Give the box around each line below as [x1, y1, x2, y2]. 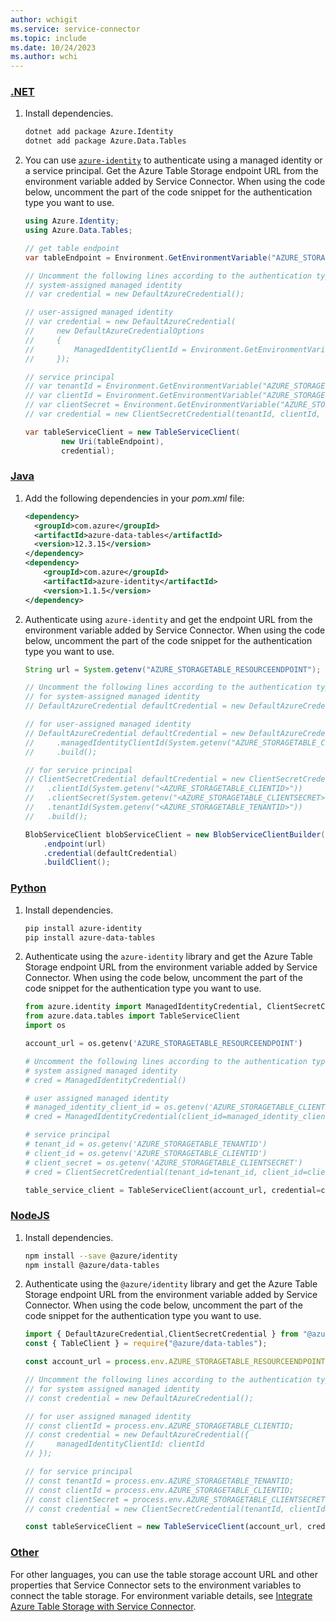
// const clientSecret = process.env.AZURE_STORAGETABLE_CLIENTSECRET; [24, 1494, 330, 1505]
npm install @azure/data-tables [24, 1260, 160, 1270]
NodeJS [10, 1209, 50, 1223]
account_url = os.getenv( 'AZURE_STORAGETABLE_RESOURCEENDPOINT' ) [24, 1039, 303, 1049]
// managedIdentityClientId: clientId [24, 1439, 205, 1450]
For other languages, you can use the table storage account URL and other [10, 1568, 318, 1580]
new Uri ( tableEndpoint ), [61, 436, 165, 446]
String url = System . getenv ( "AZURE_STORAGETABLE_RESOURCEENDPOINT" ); [24, 664, 322, 675]
